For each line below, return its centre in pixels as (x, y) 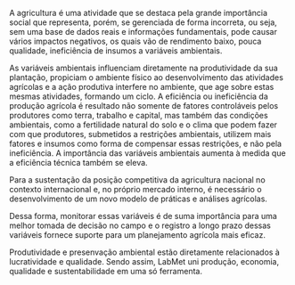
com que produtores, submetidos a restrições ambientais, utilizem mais (140, 134)
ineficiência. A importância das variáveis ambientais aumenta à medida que (148, 153)
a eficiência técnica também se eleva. (79, 163)
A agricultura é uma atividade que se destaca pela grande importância (139, 13)
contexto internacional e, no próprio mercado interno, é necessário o (135, 189)
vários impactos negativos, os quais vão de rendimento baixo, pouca (135, 41)
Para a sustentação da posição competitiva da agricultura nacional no (137, 180)
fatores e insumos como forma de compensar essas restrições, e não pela (146, 143)
